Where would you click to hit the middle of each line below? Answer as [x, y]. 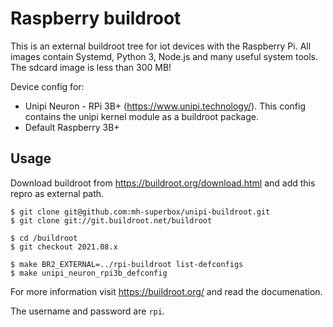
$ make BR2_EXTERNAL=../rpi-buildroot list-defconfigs [127, 264]
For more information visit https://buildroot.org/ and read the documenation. [166, 291]
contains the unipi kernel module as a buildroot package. [141, 116]
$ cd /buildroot [44, 238]
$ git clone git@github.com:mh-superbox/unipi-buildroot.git [140, 212]
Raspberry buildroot [96, 18]
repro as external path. [57, 193]
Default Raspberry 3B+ [72, 127]
